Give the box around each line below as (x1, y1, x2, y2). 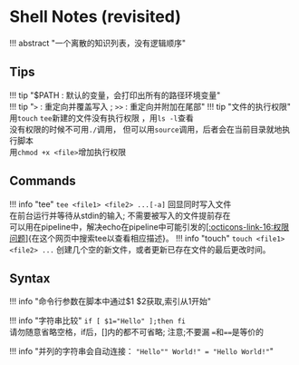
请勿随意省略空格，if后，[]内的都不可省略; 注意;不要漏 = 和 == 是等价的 (9, 327, 265, 338)
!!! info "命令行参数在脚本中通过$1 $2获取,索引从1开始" (9, 296, 211, 307)
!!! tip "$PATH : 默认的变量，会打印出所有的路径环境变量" (9, 89, 221, 101)
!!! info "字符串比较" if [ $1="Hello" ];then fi (9, 315, 186, 326)
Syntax (9, 271, 51, 286)
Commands (9, 173, 77, 189)
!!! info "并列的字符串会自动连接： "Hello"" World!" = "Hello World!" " (9, 346, 275, 357)
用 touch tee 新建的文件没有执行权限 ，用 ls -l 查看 (9, 112, 194, 123)
